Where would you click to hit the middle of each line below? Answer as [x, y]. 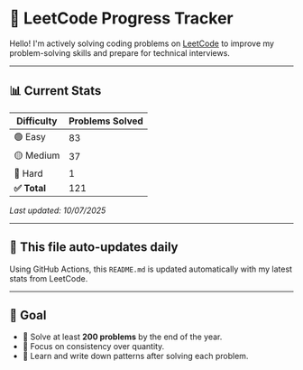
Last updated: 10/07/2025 [58, 210]
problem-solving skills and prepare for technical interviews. [119, 52]
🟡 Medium [37, 155]
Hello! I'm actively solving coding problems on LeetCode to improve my [142, 43]
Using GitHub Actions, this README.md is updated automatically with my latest [151, 269]
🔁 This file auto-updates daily [94, 247]
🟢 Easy [30, 136]
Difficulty [37, 121]
